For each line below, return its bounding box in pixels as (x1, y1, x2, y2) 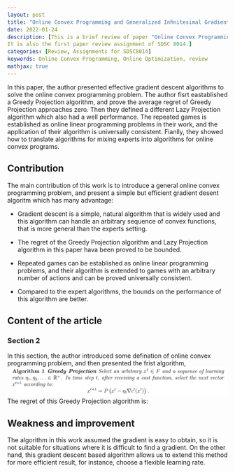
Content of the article (7, 314, 103, 326)
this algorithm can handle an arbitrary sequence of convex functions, (17, 217, 217, 225)
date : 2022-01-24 (7, 26, 58, 33)
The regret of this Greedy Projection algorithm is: (7, 397, 148, 405)
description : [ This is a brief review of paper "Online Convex (7, 34, 196, 41)
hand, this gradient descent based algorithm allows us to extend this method (7, 451, 228, 459)
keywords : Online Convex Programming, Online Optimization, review (7, 56, 208, 63)
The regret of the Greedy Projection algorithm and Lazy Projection (17, 238, 208, 246)
